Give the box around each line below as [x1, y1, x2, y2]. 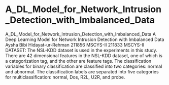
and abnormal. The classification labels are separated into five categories [5, 68, 159, 74]
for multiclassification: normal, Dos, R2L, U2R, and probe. [5, 74, 125, 80]
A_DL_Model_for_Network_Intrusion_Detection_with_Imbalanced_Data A [5, 31, 156, 37]
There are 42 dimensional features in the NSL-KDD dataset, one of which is [5, 52, 162, 59]
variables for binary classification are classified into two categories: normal [5, 63, 162, 69]
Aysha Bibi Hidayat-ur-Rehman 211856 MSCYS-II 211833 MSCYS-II [5, 41, 145, 48]
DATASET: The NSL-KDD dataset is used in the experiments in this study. [5, 47, 157, 53]
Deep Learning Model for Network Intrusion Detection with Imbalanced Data [5, 36, 164, 42]
